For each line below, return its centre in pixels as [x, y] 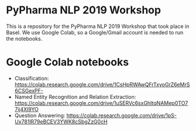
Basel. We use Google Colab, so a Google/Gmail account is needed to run [95, 32]
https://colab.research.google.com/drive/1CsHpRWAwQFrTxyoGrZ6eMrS [102, 84]
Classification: [32, 78]
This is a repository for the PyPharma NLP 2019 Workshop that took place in [98, 26]
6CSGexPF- [29, 90]
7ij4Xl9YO [27, 109]
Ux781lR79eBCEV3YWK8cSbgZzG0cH [61, 121]
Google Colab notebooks [68, 62]
